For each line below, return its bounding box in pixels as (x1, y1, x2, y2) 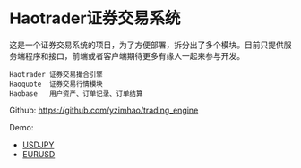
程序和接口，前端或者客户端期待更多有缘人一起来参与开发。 (24, 50, 245, 61)
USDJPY (21, 139, 55, 150)
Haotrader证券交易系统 (9, 8, 181, 29)
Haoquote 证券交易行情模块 (9, 80, 103, 88)
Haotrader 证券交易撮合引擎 (9, 70, 103, 79)
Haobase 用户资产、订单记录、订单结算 (9, 88, 143, 98)
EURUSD (21, 148, 56, 159)
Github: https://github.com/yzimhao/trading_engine (9, 105, 199, 115)
